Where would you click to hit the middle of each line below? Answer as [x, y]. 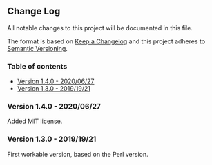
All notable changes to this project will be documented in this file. [100, 27]
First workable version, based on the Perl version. [78, 154]
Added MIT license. [35, 121]
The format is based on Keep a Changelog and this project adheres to [106, 41]
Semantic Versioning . [37, 48]
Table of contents [37, 66]
